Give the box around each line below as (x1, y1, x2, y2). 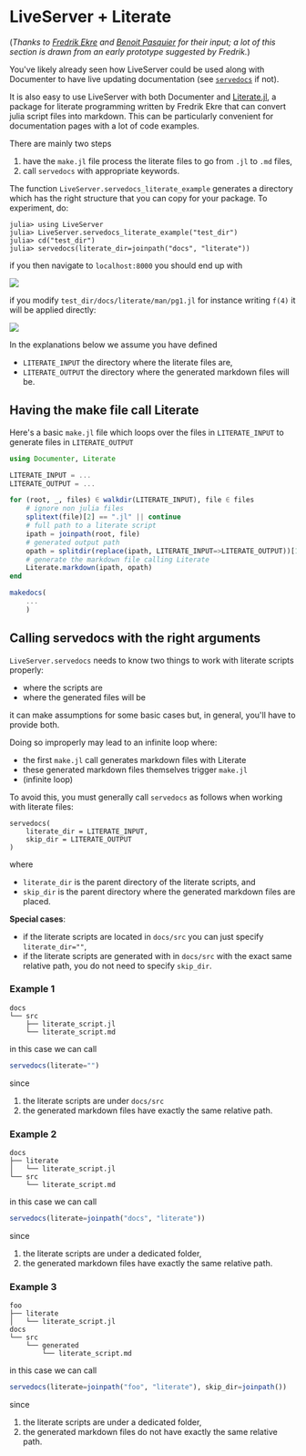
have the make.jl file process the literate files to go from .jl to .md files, (22, 155, 293, 166)
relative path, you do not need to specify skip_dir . (22, 960, 212, 971)
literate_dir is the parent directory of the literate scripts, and (22, 876, 256, 887)
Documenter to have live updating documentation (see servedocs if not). (9, 73, 280, 84)
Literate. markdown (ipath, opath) (25, 563, 153, 573)
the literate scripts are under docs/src (22, 1095, 165, 1106)
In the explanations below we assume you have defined (9, 339, 218, 350)
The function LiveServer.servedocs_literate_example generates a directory (9, 182, 293, 193)
